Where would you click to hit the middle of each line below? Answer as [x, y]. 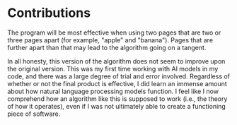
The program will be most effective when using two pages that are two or [114, 32]
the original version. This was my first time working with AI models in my [113, 69]
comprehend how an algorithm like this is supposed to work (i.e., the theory [117, 99]
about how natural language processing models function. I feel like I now [113, 91]
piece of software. [34, 114]
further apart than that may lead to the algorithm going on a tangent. [107, 47]
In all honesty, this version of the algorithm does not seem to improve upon [116, 61]
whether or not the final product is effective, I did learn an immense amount [117, 83]
